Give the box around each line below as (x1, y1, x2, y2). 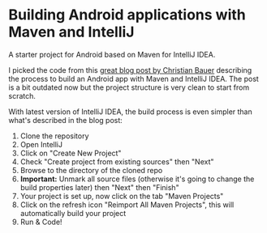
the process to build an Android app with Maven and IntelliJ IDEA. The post (8, 74, 260, 83)
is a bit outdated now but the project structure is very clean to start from (8, 83, 250, 92)
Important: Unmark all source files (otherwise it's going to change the (19, 174, 255, 184)
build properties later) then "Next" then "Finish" (19, 182, 180, 192)
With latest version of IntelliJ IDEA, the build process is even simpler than (8, 107, 253, 116)
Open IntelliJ (19, 139, 63, 149)
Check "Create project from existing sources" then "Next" (19, 156, 214, 167)
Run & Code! (19, 217, 62, 227)
